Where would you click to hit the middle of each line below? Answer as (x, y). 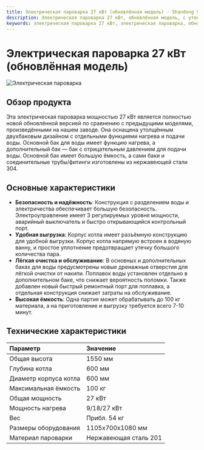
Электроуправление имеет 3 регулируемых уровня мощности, (97, 215)
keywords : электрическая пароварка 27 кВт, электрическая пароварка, (96, 23)
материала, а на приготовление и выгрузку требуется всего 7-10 (99, 305)
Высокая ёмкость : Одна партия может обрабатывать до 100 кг (98, 299)
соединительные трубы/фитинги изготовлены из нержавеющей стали (97, 162)
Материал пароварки (41, 437)
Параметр (25, 348)
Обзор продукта (39, 102)
